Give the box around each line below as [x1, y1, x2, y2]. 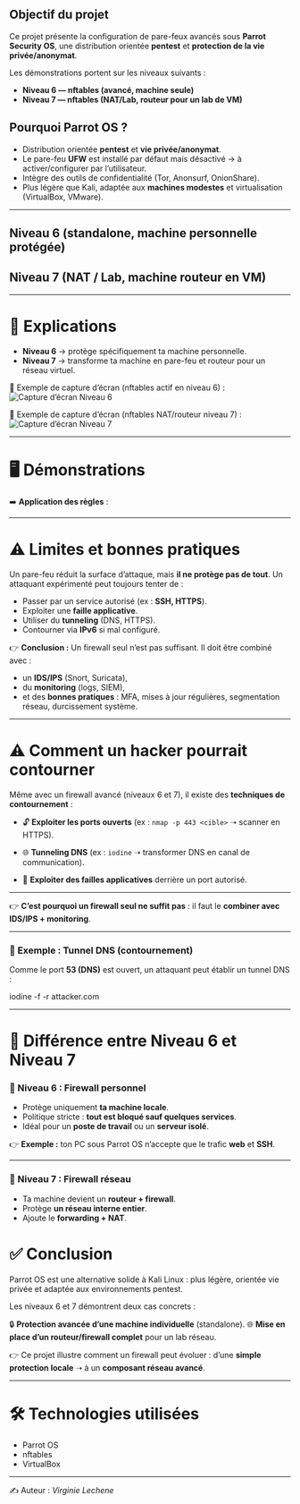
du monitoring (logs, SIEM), [21, 682, 125, 693]
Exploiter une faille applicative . [21, 605, 138, 616]
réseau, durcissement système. [21, 701, 138, 711]
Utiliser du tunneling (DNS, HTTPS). [21, 615, 156, 625]
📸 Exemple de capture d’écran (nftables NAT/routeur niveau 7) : [9, 409, 243, 420]
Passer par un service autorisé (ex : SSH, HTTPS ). [21, 595, 207, 607]
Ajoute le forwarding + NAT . [21, 1212, 128, 1223]
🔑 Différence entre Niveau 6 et [9, 1031, 237, 1051]
